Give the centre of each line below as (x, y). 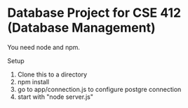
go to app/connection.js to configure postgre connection (99, 89)
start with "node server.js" (55, 97)
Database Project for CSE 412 (94, 13)
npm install (33, 81)
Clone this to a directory (52, 74)
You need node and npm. (44, 47)
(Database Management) (81, 28)
